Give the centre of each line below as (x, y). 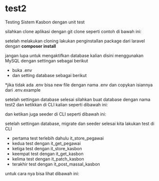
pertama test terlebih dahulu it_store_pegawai (58, 138)
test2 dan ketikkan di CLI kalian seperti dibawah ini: (56, 104)
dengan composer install (31, 46)
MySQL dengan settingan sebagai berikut (47, 60)
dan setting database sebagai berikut (49, 75)
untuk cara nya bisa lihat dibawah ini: (42, 173)
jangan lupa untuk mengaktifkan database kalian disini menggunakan (74, 55)
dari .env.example (23, 90)
